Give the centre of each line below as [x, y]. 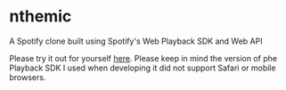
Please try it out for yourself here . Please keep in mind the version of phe [143, 58]
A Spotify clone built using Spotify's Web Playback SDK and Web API [136, 41]
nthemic [41, 16]
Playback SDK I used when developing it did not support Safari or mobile [143, 68]
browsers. [28, 77]
